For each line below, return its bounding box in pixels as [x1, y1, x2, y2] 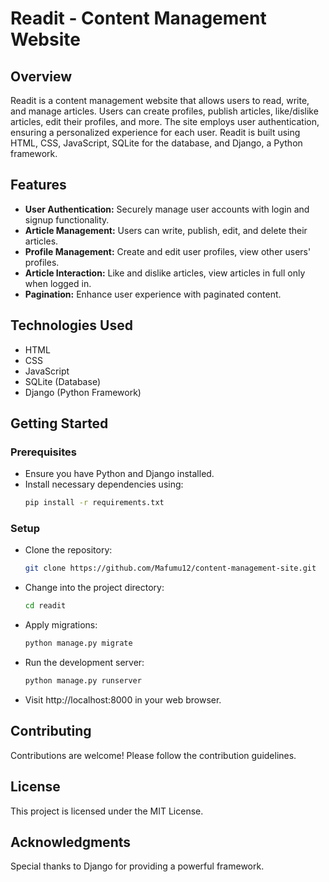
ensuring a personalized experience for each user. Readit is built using [10, 127, 301, 138]
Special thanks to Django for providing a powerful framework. [10, 860, 265, 872]
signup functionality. [24, 213, 110, 226]
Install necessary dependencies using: [24, 478, 184, 491]
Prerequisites [10, 445, 77, 459]
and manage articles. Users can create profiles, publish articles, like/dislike [10, 105, 319, 117]
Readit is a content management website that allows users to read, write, [10, 95, 310, 106]
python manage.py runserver [24, 676, 142, 686]
